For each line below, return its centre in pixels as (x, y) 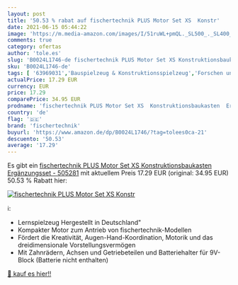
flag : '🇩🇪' (25, 119)
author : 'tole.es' (34, 54)
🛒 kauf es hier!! (29, 274)
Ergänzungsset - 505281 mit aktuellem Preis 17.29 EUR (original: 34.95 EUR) (118, 173)
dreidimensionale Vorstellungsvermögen (76, 245)
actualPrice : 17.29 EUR (42, 80)
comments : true (30, 40)
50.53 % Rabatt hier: (37, 180)
